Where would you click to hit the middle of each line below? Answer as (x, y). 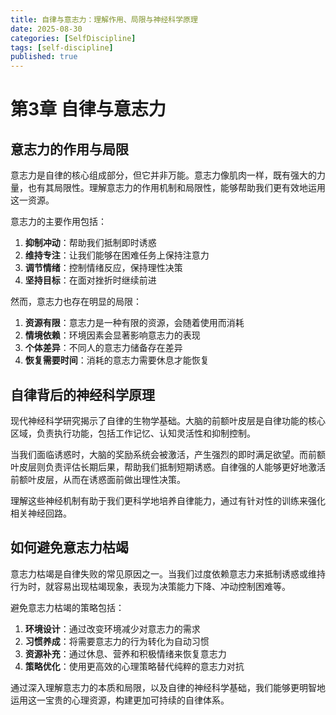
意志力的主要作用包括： (58, 222)
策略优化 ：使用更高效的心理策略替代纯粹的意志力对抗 (134, 666)
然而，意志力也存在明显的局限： (76, 302)
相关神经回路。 (41, 513)
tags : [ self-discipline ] (62, 47)
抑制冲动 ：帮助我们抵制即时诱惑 (90, 243)
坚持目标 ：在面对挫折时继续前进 (90, 280)
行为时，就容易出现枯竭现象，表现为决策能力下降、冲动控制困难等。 (150, 586)
